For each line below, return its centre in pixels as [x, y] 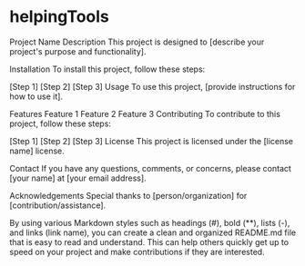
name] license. [37, 151]
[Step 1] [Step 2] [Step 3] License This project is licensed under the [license [152, 141]
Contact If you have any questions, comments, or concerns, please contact [150, 168]
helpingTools [59, 17]
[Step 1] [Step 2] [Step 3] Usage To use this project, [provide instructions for [152, 86]
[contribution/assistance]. [58, 205]
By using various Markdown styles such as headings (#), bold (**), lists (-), [150, 222]
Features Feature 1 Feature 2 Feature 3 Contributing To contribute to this [145, 113]
